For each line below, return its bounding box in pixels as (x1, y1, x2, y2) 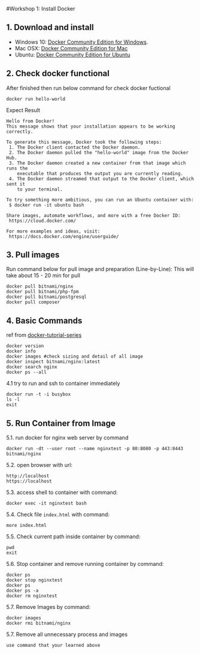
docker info (6, 348, 36, 354)
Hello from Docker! (6, 118, 55, 124)
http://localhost (6, 473, 50, 479)
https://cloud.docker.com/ (8, 218, 77, 224)
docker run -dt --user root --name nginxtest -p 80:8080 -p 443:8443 (6, 446, 184, 452)
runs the (6, 165, 28, 171)
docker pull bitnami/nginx (6, 284, 74, 290)
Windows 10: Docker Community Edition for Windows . (14, 38, 149, 46)
